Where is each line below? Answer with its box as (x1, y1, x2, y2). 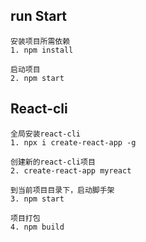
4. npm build (10, 222, 65, 232)
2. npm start (10, 73, 65, 83)
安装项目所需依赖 (10, 36, 71, 46)
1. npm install (10, 45, 74, 55)
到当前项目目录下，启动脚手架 (10, 185, 115, 195)
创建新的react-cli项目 (10, 157, 96, 167)
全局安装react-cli (10, 129, 81, 139)
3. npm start (10, 194, 65, 204)
